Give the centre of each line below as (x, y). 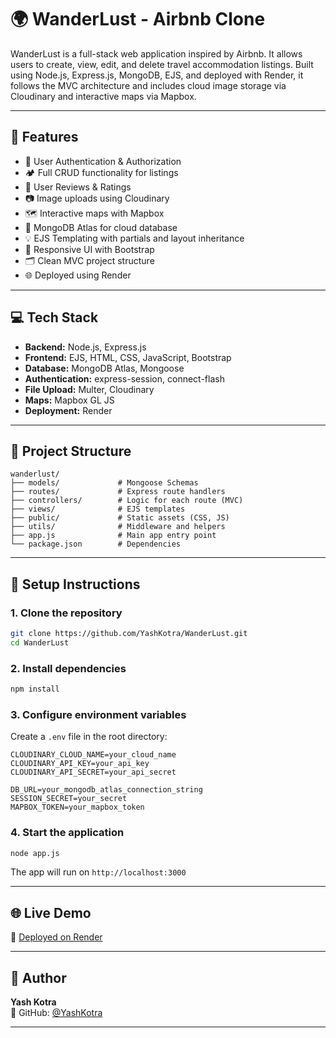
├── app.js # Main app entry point (113, 536)
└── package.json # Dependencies (96, 544)
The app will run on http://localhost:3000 (98, 872)
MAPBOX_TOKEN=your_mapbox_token (77, 807)
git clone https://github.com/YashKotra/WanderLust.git (129, 634)
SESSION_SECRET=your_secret (69, 799)
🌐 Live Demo (51, 912)
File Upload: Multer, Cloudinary (89, 389)
